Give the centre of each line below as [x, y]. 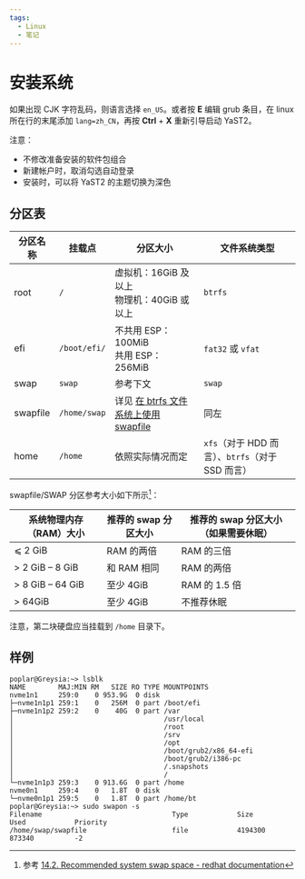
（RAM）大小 [56, 533]
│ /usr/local [107, 719]
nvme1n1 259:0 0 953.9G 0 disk [85, 695]
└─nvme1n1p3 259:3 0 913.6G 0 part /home [97, 783]
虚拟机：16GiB [147, 273]
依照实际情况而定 [151, 457]
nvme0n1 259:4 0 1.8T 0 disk [85, 790]
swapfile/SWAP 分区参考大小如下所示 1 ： [84, 494]
